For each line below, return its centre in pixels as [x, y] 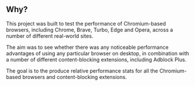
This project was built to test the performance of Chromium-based [86, 23]
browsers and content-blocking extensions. [75, 77]
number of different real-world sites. [50, 36]
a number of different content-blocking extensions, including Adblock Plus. [96, 59]
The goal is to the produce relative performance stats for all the [82, 71]
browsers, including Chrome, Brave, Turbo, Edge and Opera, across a [90, 30]
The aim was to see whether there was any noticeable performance [87, 47]
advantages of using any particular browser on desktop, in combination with [98, 53]
